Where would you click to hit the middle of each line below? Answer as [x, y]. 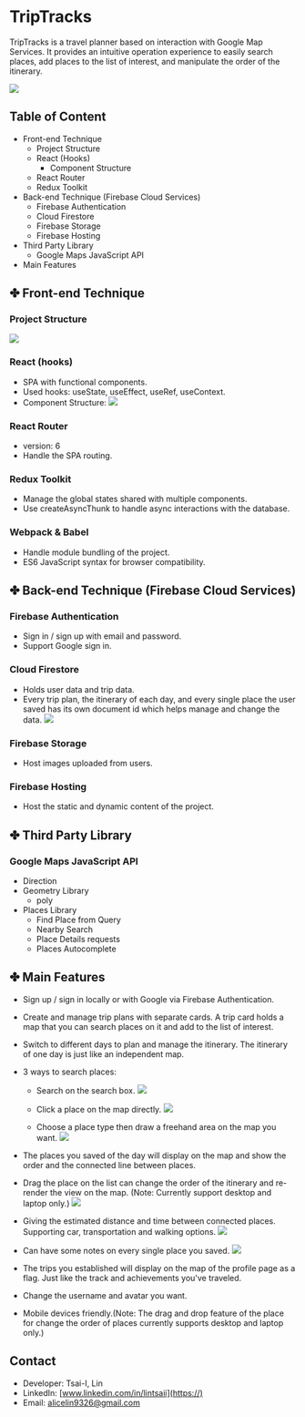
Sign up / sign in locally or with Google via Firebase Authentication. [148, 999]
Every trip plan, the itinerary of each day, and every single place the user [159, 699]
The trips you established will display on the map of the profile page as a [159, 1268]
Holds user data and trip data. [78, 689]
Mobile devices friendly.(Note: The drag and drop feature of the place [153, 1313]
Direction [40, 880]
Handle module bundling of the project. [96, 552]
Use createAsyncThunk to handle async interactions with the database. [156, 508]
